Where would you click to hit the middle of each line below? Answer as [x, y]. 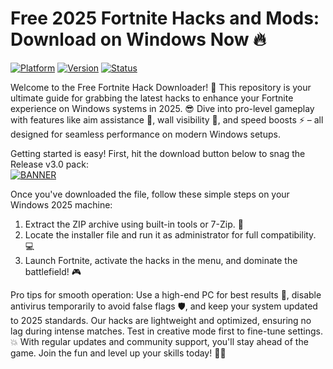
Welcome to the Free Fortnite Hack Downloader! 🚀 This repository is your [161, 87]
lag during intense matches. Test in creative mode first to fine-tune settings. [167, 331]
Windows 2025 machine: [61, 204]
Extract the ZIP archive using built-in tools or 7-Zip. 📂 [134, 224]
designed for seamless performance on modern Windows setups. [145, 134]
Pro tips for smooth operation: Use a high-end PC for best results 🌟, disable [166, 294]
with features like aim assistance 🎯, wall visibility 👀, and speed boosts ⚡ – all [167, 119]
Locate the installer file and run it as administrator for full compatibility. [170, 234]
